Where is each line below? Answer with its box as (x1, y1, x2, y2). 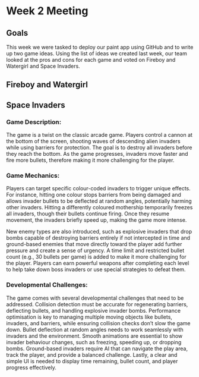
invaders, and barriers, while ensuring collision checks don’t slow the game (6, 319, 191, 326)
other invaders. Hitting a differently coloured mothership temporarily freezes (6, 204, 193, 211)
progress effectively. (6, 364, 56, 371)
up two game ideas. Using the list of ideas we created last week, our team (6, 50, 187, 57)
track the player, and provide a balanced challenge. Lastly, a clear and (6, 351, 178, 358)
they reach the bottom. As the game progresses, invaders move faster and (6, 150, 188, 158)
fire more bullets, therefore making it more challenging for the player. (6, 156, 175, 164)
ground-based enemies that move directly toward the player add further (6, 241, 182, 248)
